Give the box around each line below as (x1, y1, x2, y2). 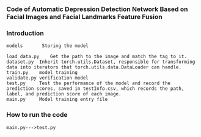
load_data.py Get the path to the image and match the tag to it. (6, 54, 188, 60)
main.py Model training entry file (6, 97, 108, 103)
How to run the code (6, 111, 68, 119)
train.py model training (6, 70, 78, 76)
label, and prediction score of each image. (6, 91, 122, 97)
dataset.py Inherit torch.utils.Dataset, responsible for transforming (6, 59, 196, 65)
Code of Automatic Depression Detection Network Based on (6, 5, 188, 13)
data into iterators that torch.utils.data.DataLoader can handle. (6, 64, 182, 70)
